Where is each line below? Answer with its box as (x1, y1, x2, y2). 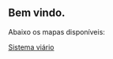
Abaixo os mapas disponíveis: (8, 27, 105, 36)
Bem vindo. (8, 6, 66, 20)
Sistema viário (8, 42, 55, 52)
